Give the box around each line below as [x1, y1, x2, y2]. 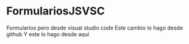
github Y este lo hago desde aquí [6, 30, 90, 37]
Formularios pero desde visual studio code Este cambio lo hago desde [6, 24, 184, 31]
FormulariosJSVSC [6, 4, 105, 18]
